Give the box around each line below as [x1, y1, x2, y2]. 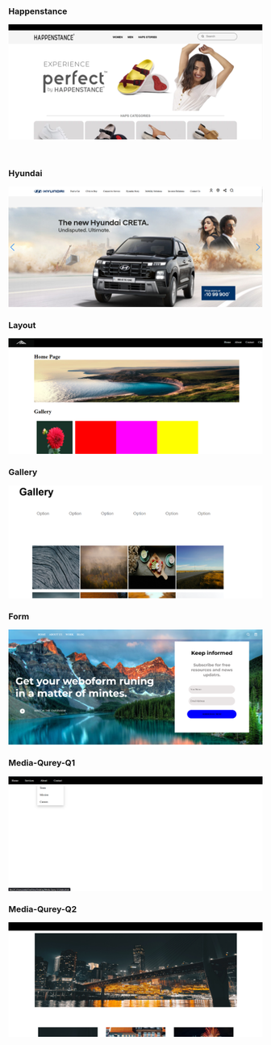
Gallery [8, 467, 38, 477]
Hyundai [8, 167, 43, 178]
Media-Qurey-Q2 [8, 904, 77, 915]
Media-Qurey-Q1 [8, 758, 76, 769]
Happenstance [8, 6, 68, 17]
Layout [8, 320, 36, 331]
